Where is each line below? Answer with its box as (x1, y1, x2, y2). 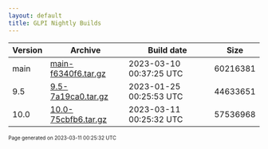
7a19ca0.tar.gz (50, 91, 109, 102)
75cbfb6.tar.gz (50, 113, 108, 124)
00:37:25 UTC (128, 68, 183, 79)
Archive (70, 45, 101, 56)
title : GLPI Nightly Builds (8, 19, 102, 27)
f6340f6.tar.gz (50, 68, 106, 79)
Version (12, 45, 43, 56)
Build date (148, 45, 187, 56)
